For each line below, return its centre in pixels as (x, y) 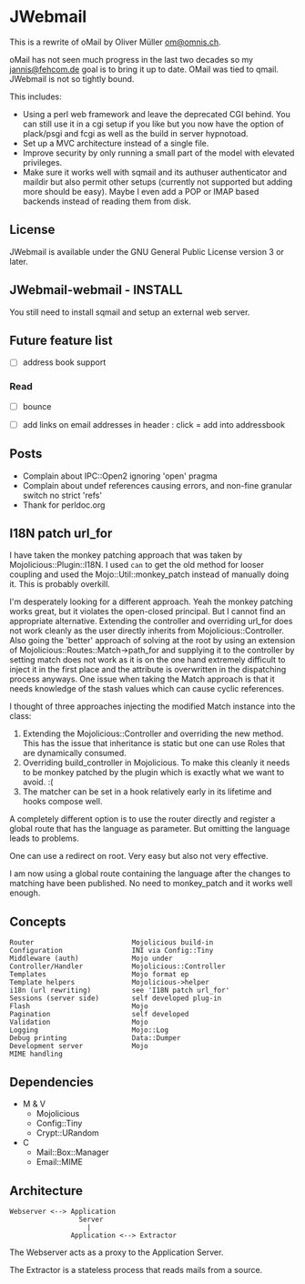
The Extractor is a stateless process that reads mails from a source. (136, 1269)
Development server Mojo (79, 1046)
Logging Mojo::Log (89, 1030)
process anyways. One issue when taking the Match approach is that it (142, 679)
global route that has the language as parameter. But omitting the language (150, 829)
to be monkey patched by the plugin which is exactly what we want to (153, 773)
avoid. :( (38, 782)
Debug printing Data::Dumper (95, 1038)
